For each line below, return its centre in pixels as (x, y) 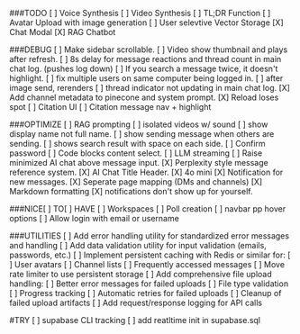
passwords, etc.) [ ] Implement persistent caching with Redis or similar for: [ (150, 255)
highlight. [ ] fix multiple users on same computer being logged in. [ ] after (146, 78)
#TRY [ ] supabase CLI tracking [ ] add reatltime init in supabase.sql (135, 320)
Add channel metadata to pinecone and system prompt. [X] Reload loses (144, 97)
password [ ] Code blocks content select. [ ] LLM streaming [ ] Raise (136, 153)
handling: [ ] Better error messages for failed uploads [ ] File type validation (149, 284)
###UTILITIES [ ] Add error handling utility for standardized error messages (150, 236)
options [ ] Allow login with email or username (95, 218)
